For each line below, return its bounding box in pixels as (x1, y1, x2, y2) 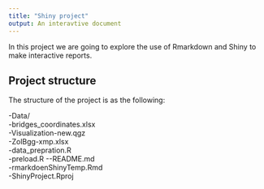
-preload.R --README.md (8, 154, 95, 164)
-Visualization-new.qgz (8, 128, 86, 138)
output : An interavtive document (8, 19, 122, 28)
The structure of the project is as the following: (8, 95, 166, 105)
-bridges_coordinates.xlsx (8, 119, 96, 130)
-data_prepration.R (8, 145, 71, 155)
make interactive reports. (8, 50, 93, 60)
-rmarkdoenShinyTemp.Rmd (8, 163, 103, 173)
